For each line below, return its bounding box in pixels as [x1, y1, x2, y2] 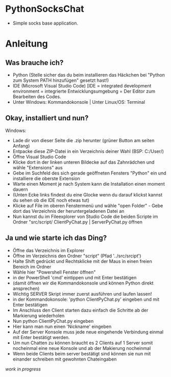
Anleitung [5, 38, 48, 50]
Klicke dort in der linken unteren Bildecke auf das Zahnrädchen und [12, 159, 155, 165]
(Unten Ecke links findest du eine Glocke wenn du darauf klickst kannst [12, 191, 162, 197]
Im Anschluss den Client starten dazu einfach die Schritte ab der [12, 307, 149, 313]
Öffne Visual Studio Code [12, 153, 66, 160]
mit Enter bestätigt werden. [12, 334, 70, 340]
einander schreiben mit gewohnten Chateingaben [12, 356, 117, 362]
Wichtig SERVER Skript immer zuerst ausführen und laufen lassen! [12, 291, 152, 297]
